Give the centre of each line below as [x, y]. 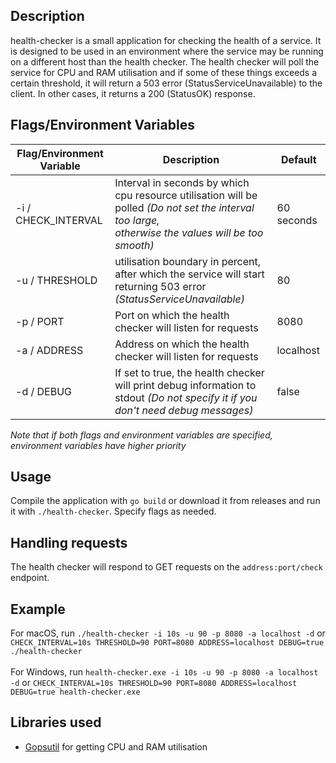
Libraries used [56, 722]
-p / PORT [40, 321]
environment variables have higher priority [98, 445]
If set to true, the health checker [189, 372]
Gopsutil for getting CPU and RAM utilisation [116, 746]
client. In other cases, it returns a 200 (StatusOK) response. [133, 93]
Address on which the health [182, 344]
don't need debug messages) [184, 410]
